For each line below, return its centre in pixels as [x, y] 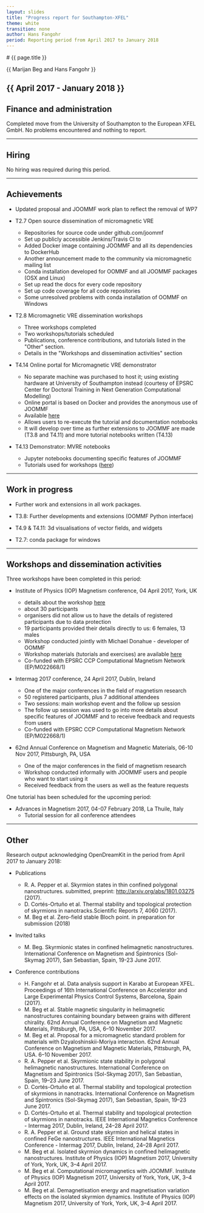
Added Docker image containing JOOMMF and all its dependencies [108, 245]
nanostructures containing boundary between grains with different [107, 1016]
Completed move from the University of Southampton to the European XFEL [101, 124]
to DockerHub [42, 252]
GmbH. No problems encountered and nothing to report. [76, 130]
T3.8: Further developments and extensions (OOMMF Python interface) [104, 516]
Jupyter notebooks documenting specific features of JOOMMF [103, 458]
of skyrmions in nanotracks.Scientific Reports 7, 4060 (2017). [100, 911]
